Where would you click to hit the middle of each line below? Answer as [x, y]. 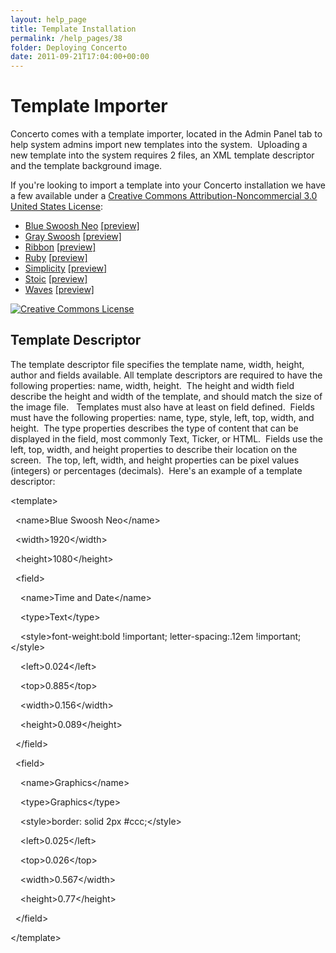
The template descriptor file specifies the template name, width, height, [157, 364]
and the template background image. [86, 166]
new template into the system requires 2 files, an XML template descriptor [162, 155]
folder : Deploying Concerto [69, 47]
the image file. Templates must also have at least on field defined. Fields [162, 407]
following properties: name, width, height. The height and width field [152, 385]
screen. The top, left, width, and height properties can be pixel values [155, 460]
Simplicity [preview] [66, 268]
